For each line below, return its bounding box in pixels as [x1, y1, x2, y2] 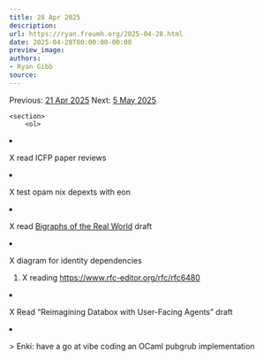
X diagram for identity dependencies [9, 255, 143, 265]
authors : [9, 54, 41, 63]
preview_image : [9, 46, 65, 55]
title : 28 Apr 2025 [9, 12, 81, 22]
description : [9, 21, 57, 30]
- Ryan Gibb [9, 63, 53, 72]
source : [9, 71, 38, 80]
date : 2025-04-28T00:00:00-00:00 [9, 37, 132, 47]
